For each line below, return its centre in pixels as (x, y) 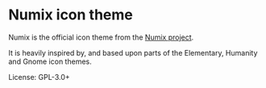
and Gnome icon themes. (50, 61)
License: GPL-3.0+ (39, 77)
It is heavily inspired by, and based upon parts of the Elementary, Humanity (133, 52)
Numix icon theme (71, 15)
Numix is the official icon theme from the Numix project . (101, 37)
